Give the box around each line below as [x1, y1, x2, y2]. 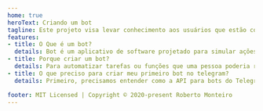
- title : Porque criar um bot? [7, 55, 110, 63]
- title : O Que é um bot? [7, 41, 92, 48]
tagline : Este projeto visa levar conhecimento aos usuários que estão [7, 26, 247, 34]
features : [7, 33, 40, 41]
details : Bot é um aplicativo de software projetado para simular [14, 48, 236, 55]
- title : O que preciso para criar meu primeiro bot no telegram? [7, 70, 229, 77]
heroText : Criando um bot [7, 19, 92, 27]
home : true [7, 11, 43, 20]
